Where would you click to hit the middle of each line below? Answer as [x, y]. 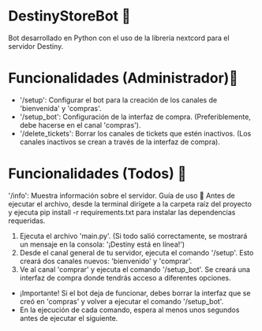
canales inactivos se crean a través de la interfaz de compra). [120, 142]
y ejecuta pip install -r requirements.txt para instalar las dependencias [122, 212]
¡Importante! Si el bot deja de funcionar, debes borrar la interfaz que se [135, 293]
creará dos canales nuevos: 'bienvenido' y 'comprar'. [106, 261]
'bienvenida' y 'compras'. [60, 108]
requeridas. [27, 221]
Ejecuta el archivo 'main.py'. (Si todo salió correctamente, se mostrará [133, 236]
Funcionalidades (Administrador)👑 [123, 78]
